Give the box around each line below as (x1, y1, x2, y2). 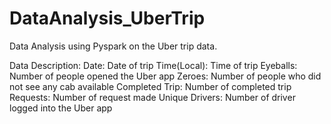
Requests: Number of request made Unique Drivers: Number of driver (9, 91, 296, 103)
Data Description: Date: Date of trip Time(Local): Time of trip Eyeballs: (9, 59, 298, 71)
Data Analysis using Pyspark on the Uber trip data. (9, 40, 218, 52)
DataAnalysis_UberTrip (9, 7, 206, 30)
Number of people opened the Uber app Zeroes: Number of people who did (9, 70, 322, 82)
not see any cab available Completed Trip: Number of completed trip (9, 80, 292, 92)
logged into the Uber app (9, 102, 113, 114)
